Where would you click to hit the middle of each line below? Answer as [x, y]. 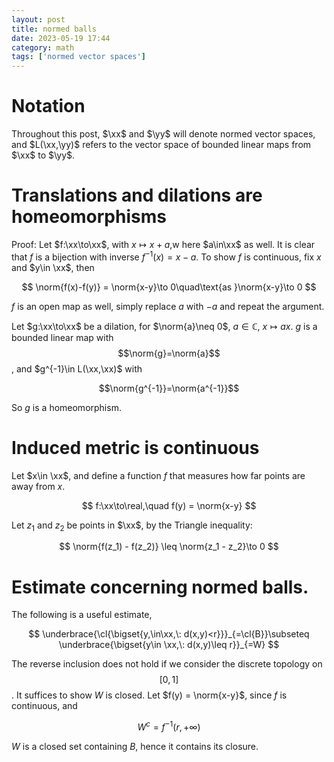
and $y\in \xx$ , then [53, 267]
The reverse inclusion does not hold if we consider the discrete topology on [167, 664]
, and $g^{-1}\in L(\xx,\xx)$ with [77, 368]
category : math [43, 47]
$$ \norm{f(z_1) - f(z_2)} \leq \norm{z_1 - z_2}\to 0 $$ [169, 547]
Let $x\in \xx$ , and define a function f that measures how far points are [158, 475]
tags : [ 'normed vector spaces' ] [78, 57]
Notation [48, 106]
